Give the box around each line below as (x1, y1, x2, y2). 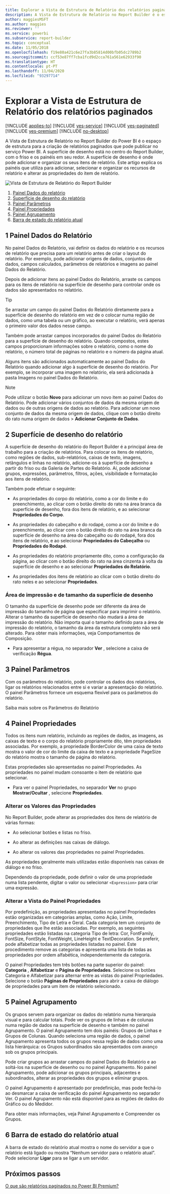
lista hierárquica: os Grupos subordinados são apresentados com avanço (5, 1044, 158, 1050)
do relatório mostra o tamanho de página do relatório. (5, 754, 117, 760)
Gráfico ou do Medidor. (5, 1101, 54, 1107)
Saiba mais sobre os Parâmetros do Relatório (5, 704, 99, 710)
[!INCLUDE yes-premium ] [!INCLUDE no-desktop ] (5, 128, 109, 134)
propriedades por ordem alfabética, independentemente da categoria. (5, 951, 151, 958)
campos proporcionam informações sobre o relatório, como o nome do (5, 343, 153, 349)
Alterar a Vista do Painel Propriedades (5, 897, 101, 904)
